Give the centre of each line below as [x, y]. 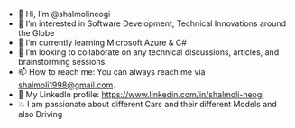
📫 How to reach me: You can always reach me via [111, 72]
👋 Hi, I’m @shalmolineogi [64, 14]
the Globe [36, 33]
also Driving [40, 114]
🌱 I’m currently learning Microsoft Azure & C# [102, 42]
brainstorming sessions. [63, 62]
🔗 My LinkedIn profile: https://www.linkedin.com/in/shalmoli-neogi [141, 94]
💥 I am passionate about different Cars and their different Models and [147, 104]
